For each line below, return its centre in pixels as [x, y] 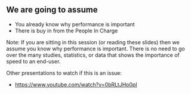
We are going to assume [52, 10]
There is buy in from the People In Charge [66, 31]
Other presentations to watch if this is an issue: [64, 73]
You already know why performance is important [75, 24]
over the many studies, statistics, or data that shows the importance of [93, 55]
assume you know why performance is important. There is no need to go [95, 48]
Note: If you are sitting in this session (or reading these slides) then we [93, 42]
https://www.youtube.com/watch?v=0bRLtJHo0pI [76, 84]
